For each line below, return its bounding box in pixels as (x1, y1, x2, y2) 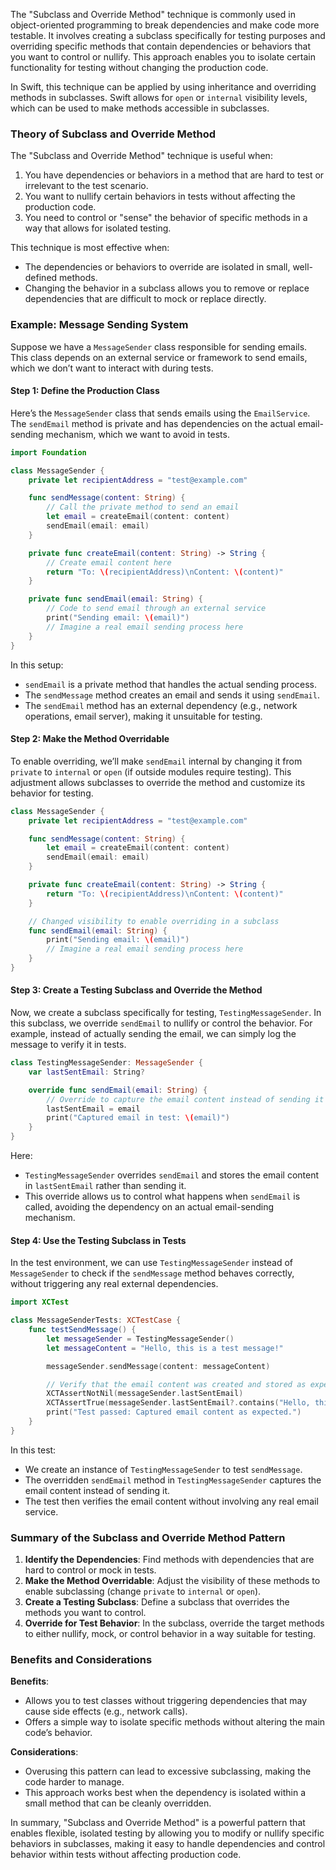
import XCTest (10, 1297, 70, 1308)
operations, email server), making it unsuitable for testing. (24, 710, 263, 722)
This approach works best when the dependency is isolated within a (24, 1787, 306, 1799)
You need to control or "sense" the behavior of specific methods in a (24, 212, 308, 224)
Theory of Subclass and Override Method (10, 127, 217, 141)
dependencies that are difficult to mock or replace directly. (24, 293, 267, 305)
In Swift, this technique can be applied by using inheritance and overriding (10, 81, 317, 93)
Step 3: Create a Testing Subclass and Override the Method (10, 984, 263, 996)
